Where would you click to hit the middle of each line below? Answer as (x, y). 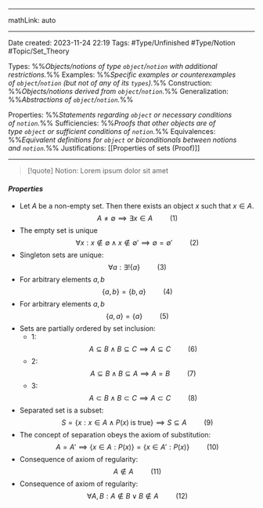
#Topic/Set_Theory (39, 51)
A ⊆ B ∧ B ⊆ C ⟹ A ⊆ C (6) (143, 349)
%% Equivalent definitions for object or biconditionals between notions (122, 140)
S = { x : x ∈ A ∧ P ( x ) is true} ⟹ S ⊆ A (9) (137, 423)
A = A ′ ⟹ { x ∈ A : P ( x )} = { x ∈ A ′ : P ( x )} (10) (137, 447)
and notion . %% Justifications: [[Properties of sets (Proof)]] (104, 148)
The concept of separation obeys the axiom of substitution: (115, 435)
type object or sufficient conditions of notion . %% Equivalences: (112, 131)
